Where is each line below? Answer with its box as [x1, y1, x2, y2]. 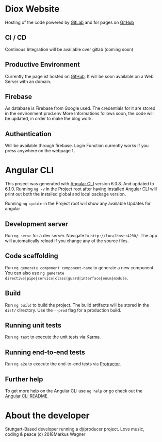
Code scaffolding [5, 252, 58, 260]
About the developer [5, 410, 90, 421]
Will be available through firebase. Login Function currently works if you [5, 143, 149, 148]
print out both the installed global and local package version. [5, 191, 126, 197]
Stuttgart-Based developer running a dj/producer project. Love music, [5, 426, 145, 432]
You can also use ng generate [5, 270, 65, 276]
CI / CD [5, 33, 27, 42]
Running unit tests [5, 321, 62, 329]
